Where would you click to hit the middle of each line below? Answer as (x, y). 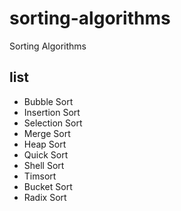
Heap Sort (45, 144)
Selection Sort (53, 123)
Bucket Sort (48, 186)
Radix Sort (45, 197)
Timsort (40, 176)
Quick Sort (46, 154)
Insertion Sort (52, 112)
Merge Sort (47, 133)
